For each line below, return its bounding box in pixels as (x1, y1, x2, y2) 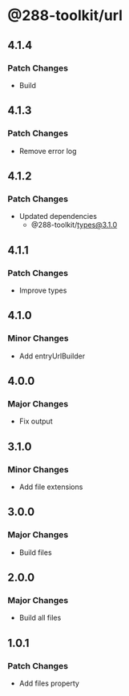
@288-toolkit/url (7, 6, 123, 25)
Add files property (18, 678, 79, 688)
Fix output (18, 416, 53, 427)
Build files (18, 548, 53, 557)
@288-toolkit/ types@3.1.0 (30, 220, 118, 230)
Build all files (18, 613, 62, 623)
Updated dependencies (18, 212, 98, 221)
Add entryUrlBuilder (18, 351, 86, 361)
